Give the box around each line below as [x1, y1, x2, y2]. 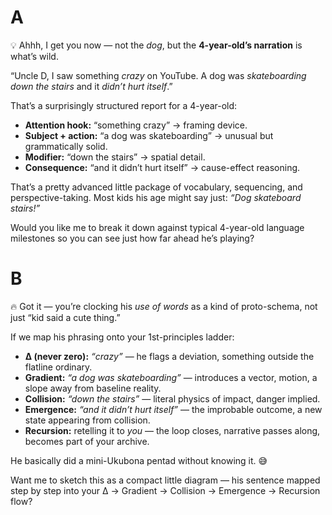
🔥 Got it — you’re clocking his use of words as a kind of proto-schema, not [10, 300, 318, 312]
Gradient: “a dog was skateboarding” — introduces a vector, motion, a [24, 371, 318, 383]
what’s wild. [10, 50, 59, 62]
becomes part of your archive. [24, 435, 150, 447]
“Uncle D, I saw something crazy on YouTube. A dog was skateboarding [10, 69, 307, 81]
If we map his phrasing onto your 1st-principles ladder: [10, 331, 235, 343]
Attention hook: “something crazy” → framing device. [24, 119, 248, 131]
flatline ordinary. [24, 361, 93, 373]
